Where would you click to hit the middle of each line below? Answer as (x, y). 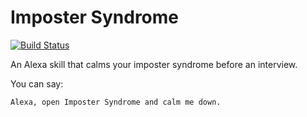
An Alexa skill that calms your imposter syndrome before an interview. (154, 64)
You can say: (37, 83)
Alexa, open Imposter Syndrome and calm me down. (116, 102)
